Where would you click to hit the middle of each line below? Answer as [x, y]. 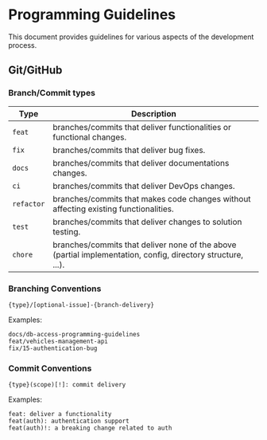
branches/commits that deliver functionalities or [142, 127]
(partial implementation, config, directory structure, [148, 254]
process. [23, 45]
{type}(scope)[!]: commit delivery [67, 385]
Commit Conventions [50, 368]
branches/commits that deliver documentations [141, 163]
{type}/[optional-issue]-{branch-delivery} [81, 304]
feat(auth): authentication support [69, 421]
